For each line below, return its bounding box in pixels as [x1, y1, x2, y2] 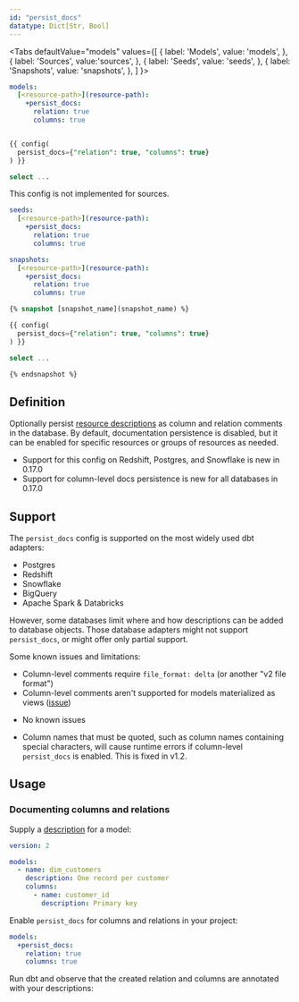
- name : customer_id [32, 891, 110, 900]
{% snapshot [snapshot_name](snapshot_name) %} [9, 305, 190, 314]
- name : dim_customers [17, 865, 102, 875]
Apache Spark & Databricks [21, 598, 124, 608]
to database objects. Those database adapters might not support [9, 624, 248, 635]
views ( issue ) [21, 697, 71, 708]
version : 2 [9, 841, 50, 850]
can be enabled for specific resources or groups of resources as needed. [9, 437, 279, 448]
